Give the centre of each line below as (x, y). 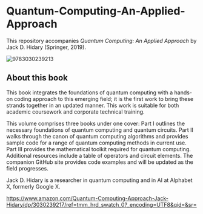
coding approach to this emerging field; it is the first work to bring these (104, 99)
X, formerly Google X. (33, 186)
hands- (183, 92)
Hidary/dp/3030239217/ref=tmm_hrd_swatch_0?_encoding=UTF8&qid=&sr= (101, 204)
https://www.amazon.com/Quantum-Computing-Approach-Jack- (87, 198)
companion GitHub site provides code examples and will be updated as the (100, 162)
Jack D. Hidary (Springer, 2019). (46, 47)
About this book (37, 78)
